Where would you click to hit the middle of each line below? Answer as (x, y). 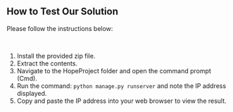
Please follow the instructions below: (60, 28)
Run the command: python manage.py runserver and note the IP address (121, 86)
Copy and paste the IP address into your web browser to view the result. (121, 101)
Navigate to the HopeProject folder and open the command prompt (114, 70)
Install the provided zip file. (56, 56)
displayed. (32, 93)
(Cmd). (27, 78)
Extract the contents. (47, 63)
